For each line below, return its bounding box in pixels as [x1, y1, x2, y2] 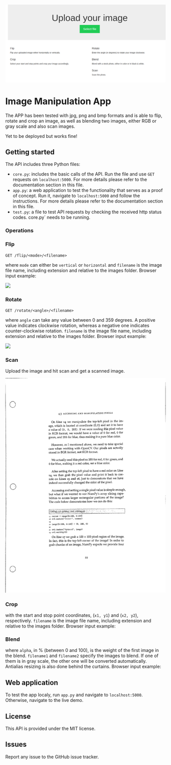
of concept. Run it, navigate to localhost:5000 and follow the [12, 193, 140, 199]
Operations [5, 227, 34, 234]
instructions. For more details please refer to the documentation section [12, 198, 163, 204]
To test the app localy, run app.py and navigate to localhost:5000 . [5, 692, 143, 698]
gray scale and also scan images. [5, 123, 75, 129]
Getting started [5, 148, 55, 156]
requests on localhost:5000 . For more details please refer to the [12, 177, 148, 183]
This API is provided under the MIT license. [5, 725, 96, 732]
